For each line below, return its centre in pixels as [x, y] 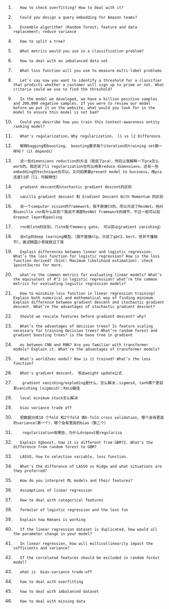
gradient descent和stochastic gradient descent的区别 [76, 187]
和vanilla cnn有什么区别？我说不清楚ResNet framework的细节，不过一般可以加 [87, 212]
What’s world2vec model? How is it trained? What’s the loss [85, 359]
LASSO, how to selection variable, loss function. [74, 457]
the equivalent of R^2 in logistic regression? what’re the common [85, 279]
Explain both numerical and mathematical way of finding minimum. [84, 298]
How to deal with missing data [53, 601]
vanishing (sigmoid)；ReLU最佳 [49, 388]
